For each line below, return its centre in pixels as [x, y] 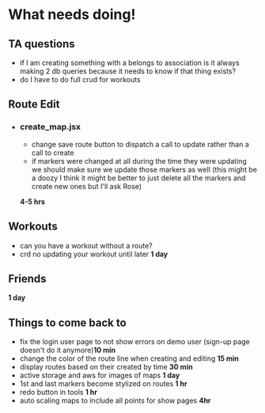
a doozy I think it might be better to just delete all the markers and [138, 178]
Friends [27, 278]
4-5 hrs [32, 201]
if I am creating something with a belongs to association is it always [129, 63]
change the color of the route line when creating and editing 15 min [129, 358]
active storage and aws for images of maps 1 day [100, 375]
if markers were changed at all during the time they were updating [139, 161]
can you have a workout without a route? [86, 245]
